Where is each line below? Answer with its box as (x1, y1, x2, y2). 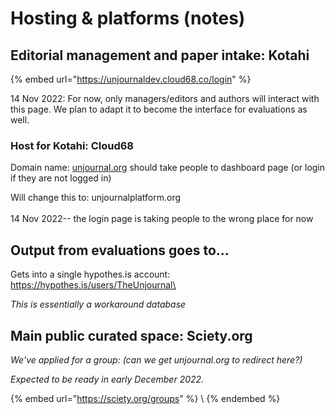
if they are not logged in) (10, 172, 112, 184)
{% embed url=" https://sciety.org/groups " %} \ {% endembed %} (10, 392, 281, 404)
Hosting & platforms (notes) (10, 7, 246, 30)
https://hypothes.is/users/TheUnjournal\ (10, 279, 177, 291)
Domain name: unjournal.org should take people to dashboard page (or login (10, 162, 326, 174)
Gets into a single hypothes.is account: (10, 268, 171, 281)
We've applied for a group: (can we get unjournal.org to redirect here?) (10, 353, 303, 366)
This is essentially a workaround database (10, 298, 187, 311)
